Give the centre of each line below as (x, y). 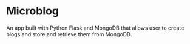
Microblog (33, 11)
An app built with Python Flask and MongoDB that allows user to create (95, 28)
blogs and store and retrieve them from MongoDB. (69, 34)
